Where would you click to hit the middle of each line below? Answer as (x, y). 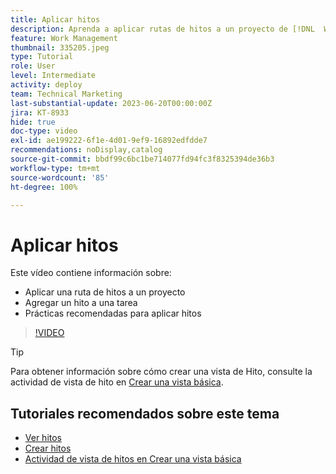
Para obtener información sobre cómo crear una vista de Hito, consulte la (161, 372)
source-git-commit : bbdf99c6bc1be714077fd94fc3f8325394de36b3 (142, 159)
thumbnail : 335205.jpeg (60, 47)
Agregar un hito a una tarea (81, 303)
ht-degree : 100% (44, 187)
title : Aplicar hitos (55, 19)
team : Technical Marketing (66, 94)
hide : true (33, 122)
